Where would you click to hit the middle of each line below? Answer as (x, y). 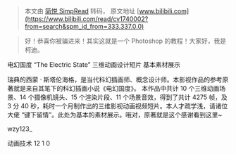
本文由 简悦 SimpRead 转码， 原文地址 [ (82, 11)
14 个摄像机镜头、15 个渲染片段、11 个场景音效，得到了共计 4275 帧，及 (123, 97)
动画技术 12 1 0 (29, 143)
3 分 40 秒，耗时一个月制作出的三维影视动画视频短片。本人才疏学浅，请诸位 (118, 106)
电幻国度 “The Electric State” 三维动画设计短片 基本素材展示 (94, 65)
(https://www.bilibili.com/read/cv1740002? (86, 19)
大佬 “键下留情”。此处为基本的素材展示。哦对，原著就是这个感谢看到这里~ (115, 115)
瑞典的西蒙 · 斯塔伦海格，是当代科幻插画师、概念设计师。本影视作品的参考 (115, 79)
